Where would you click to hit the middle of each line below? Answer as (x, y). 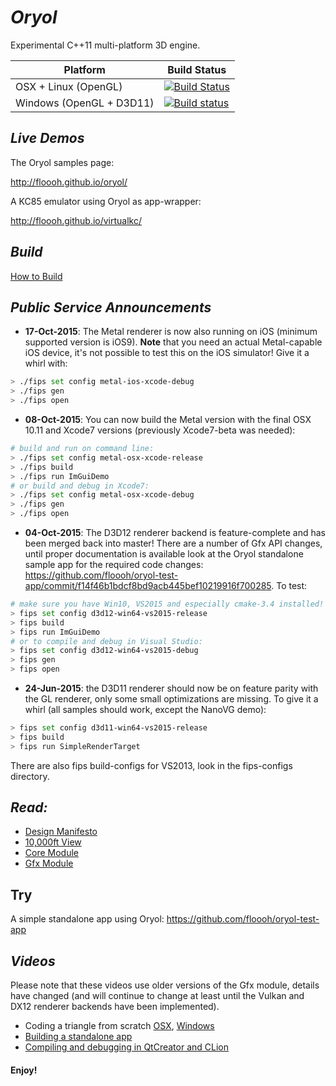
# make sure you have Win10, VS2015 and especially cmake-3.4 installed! (167, 604)
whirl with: (46, 363)
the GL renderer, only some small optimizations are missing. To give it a (171, 699)
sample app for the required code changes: (114, 564)
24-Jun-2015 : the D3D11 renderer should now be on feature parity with (171, 688)
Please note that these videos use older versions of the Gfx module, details (165, 985)
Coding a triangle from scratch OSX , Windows (119, 1026)
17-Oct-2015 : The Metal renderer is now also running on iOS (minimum (171, 332)
